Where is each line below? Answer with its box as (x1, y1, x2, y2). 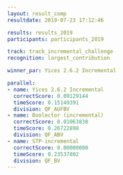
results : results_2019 (7, 29, 73, 36)
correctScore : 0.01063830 (13, 119, 89, 126)
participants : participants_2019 (7, 35, 104, 42)
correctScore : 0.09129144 (13, 92, 89, 99)
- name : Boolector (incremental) (7, 112, 104, 119)
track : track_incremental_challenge (7, 48, 113, 56)
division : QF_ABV (13, 131, 64, 138)
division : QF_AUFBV (13, 106, 70, 112)
